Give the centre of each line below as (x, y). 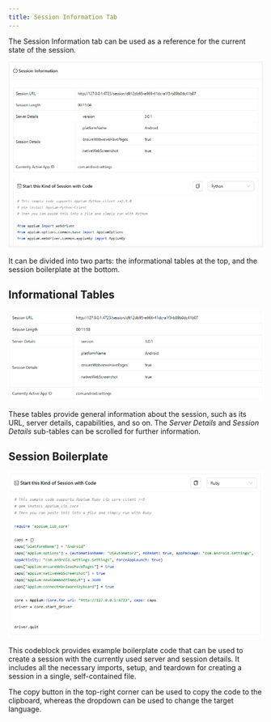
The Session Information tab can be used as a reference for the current (127, 41)
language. (25, 709)
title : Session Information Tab (63, 17)
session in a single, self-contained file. (72, 677)
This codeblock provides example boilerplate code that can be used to (126, 651)
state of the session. (42, 49)
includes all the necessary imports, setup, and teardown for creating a (125, 668)
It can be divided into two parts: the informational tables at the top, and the (133, 261)
